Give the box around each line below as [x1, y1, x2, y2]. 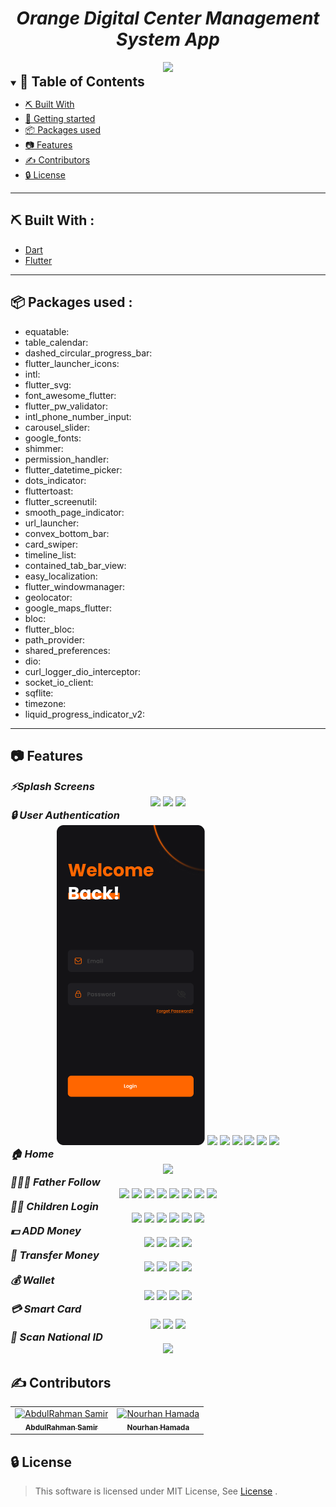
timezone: [24, 697, 67, 709]
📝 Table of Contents [19, 73, 145, 90]
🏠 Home [10, 1147, 55, 1161]
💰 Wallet [10, 1273, 55, 1287]
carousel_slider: [24, 421, 91, 433]
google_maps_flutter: [24, 602, 112, 614]
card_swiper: [24, 538, 79, 550]
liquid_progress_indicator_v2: [24, 708, 146, 720]
